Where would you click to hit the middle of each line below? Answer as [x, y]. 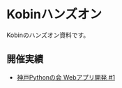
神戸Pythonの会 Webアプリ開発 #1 [66, 77]
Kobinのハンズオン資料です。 [48, 35]
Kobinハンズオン [54, 14]
